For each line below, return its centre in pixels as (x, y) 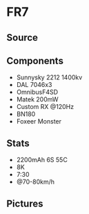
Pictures (25, 203)
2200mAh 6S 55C (42, 160)
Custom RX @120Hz (45, 107)
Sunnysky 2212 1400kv (49, 77)
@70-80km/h (36, 182)
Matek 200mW (38, 99)
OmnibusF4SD (37, 92)
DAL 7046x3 (34, 85)
